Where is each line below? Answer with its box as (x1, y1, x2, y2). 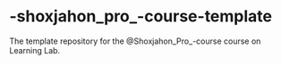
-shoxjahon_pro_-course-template (9, 6, 273, 27)
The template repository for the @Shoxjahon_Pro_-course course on (9, 36, 261, 46)
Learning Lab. (9, 45, 61, 55)
